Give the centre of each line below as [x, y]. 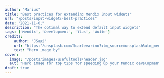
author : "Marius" [23, 9]
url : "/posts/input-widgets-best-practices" [51, 18]
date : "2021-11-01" [25, 23]
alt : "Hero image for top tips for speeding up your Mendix [72, 63]
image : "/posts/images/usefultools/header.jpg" [59, 59]
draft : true [17, 68]
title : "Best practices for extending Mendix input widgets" [69, 14]
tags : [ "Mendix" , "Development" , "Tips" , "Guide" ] [58, 32]
